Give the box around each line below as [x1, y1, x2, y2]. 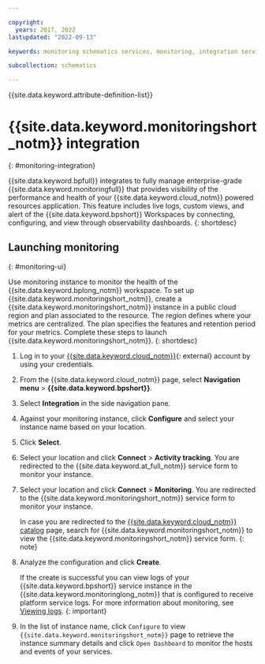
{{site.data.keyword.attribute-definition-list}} [8, 90, 154, 99]
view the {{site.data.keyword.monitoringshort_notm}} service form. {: [19, 534, 244, 543]
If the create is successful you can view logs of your [19, 572, 190, 582]
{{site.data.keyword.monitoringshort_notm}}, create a [8, 294, 182, 303]
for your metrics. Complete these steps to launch [8, 327, 167, 336]
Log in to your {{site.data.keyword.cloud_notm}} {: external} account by [19, 351, 251, 360]
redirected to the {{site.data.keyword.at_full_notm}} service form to [19, 461, 238, 471]
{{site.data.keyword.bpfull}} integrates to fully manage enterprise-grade [8, 176, 243, 186]
